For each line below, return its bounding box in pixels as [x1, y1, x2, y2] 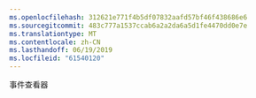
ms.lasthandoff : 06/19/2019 [9, 46, 113, 55]
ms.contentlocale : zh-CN [9, 37, 101, 47]
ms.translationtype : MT [9, 29, 97, 38]
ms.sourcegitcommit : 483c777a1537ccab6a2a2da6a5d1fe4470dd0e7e [9, 21, 248, 30]
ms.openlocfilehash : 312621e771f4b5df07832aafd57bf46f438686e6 [9, 12, 248, 22]
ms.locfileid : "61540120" [9, 54, 105, 63]
